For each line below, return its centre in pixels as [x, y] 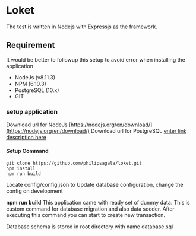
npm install [21, 169]
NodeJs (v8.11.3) [35, 77]
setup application [32, 111]
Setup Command [27, 151]
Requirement [31, 45]
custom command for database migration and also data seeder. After [91, 209]
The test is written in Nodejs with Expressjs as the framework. [82, 27]
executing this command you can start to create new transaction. [86, 215]
